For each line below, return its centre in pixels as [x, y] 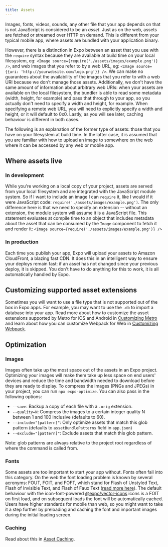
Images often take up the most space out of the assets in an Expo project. [81, 370]
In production [22, 242]
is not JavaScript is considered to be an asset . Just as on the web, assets [81, 29]
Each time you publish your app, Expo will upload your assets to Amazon [80, 253]
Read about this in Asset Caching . [40, 539]
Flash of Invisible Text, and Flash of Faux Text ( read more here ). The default [83, 488]
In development [25, 175]
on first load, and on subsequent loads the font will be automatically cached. [84, 499]
